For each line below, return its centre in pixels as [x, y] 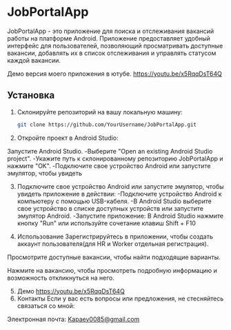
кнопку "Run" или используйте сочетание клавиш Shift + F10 [107, 223]
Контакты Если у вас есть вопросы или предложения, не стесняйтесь [120, 298]
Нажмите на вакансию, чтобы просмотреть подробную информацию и [112, 270]
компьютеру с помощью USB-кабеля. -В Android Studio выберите [114, 201]
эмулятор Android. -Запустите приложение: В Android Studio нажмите [120, 216]
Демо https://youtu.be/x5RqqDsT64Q [71, 291]
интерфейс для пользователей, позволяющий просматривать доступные [115, 45]
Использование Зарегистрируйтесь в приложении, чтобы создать [115, 236]
